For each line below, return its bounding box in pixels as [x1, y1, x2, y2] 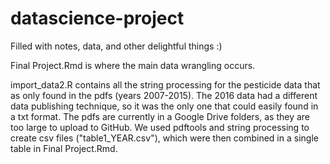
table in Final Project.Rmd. [10, 142, 118, 154]
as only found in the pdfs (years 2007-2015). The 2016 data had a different [10, 89, 318, 101]
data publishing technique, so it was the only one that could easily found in [10, 100, 319, 112]
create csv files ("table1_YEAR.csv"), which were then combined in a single [10, 132, 319, 144]
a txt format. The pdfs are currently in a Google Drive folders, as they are [10, 110, 311, 122]
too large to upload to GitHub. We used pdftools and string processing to [10, 121, 310, 133]
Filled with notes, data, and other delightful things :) [10, 40, 223, 52]
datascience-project [10, 7, 185, 30]
